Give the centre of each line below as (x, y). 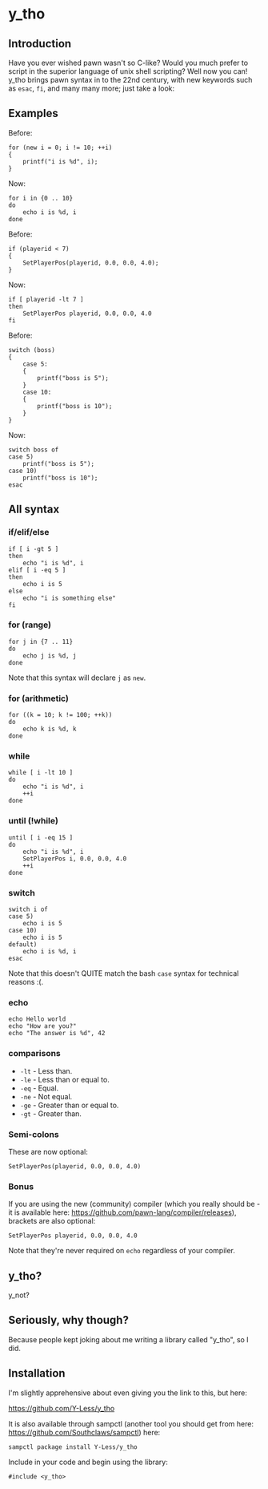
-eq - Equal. (39, 1088)
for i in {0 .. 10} (41, 198)
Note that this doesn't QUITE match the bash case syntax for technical (124, 973)
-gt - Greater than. (51, 1113)
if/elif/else (29, 532)
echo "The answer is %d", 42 (57, 1034)
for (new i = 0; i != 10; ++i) (60, 148)
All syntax (34, 510)
